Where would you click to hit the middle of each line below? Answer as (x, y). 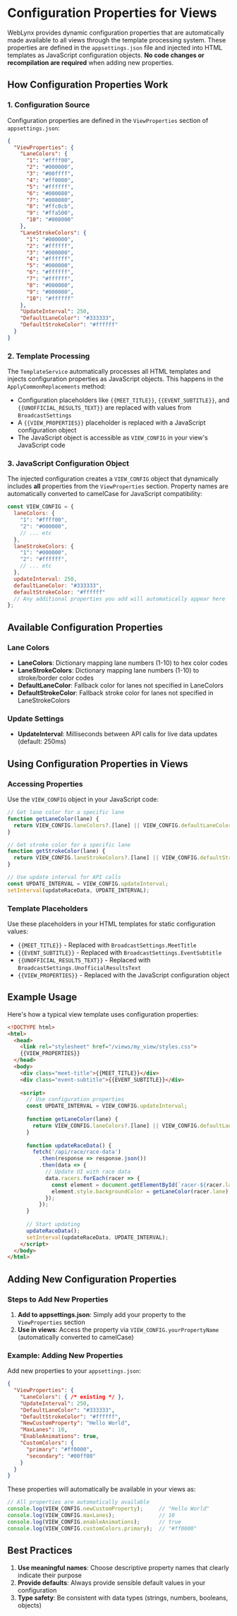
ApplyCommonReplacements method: (56, 387)
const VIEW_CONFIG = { (41, 507)
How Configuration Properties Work (88, 85)
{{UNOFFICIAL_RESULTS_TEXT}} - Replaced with (84, 960)
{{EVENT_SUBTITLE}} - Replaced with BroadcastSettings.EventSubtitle (120, 953)
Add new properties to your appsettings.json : (74, 1371)
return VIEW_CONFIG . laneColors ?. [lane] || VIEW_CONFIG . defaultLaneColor (123, 825)
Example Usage (42, 997)
